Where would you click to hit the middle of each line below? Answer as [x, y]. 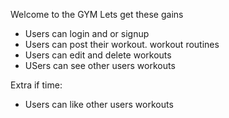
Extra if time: [36, 85]
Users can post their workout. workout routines [122, 44]
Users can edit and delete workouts [98, 55]
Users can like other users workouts [99, 104]
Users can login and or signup [87, 33]
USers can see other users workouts [100, 65]
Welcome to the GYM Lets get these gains [97, 14]
